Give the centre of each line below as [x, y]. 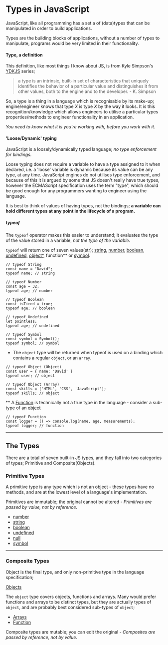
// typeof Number [24, 282]
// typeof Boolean [25, 300]
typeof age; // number [29, 291]
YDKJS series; [20, 71]
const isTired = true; [29, 304]
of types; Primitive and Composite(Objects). [51, 463]
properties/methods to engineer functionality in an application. [70, 117]
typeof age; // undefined [32, 326]
